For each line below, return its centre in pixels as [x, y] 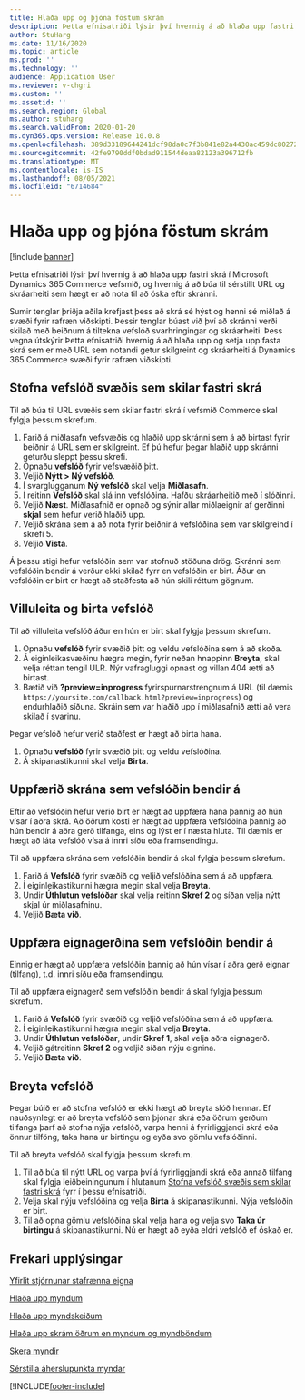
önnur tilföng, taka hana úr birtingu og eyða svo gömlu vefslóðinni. [133, 1137]
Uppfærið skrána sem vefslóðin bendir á [125, 790]
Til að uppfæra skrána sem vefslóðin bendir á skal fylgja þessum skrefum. [148, 858]
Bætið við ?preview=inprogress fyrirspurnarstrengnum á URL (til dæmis [157, 687]
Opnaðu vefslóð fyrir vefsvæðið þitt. [90, 466]
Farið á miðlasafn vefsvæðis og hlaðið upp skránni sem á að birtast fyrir [156, 437]
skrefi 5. [38, 533]
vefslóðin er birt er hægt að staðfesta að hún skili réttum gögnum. [132, 580]
